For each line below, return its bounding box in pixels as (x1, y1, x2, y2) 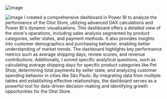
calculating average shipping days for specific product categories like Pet (5, 62, 157, 68)
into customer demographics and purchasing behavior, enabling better (5, 41, 150, 47)
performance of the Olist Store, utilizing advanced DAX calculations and (5, 20, 153, 25)
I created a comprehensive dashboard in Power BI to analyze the (24, 14, 157, 20)
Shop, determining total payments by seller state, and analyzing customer (5, 67, 157, 73)
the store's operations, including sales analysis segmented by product (5, 30, 150, 36)
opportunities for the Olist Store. (5, 89, 71, 94)
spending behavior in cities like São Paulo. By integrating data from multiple (5, 73, 161, 78)
